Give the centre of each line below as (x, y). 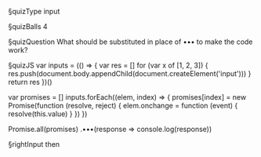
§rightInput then (34, 144)
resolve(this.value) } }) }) (48, 114)
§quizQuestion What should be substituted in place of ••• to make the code (130, 42)
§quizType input (34, 11)
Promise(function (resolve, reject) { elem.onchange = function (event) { (123, 106)
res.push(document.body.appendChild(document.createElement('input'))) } (130, 73)
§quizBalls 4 (28, 26)
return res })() (30, 82)
